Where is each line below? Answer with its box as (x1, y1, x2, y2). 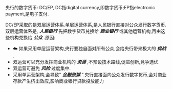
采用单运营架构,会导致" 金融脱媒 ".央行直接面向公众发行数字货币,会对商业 (12, 72, 167, 78)
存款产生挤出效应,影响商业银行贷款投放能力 (12, 78, 104, 84)
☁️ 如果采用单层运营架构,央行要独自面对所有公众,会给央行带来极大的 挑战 (12, 46, 166, 51)
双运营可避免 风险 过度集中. (12, 65, 71, 71)
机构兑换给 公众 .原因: (9, 35, 55, 40)
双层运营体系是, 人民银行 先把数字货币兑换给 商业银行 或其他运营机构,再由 (5, 28, 161, 34)
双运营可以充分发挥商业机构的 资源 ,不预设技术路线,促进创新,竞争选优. (12, 59, 160, 65)
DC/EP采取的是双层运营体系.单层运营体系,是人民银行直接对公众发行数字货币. (5, 22, 166, 28)
